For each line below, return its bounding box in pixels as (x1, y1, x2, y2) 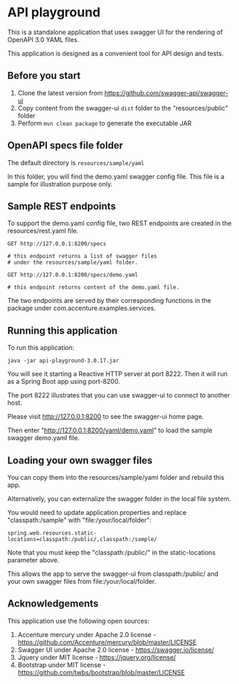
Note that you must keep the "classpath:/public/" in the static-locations (7, 548, 216, 557)
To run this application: (7, 343, 75, 352)
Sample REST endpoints (7, 200, 116, 212)
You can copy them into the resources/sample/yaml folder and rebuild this (7, 474, 225, 481)
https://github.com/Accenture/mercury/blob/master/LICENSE (17, 638, 197, 646)
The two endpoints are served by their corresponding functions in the (7, 296, 211, 305)
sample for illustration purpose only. (7, 179, 113, 188)
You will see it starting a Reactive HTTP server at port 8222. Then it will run (7, 370, 228, 378)
